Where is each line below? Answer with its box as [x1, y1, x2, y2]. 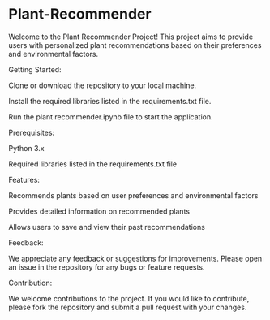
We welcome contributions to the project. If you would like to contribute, [8, 293, 250, 303]
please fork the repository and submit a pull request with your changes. [8, 302, 247, 312]
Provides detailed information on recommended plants [8, 206, 191, 216]
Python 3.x [8, 143, 45, 153]
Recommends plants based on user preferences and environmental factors [8, 190, 259, 200]
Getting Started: [8, 64, 62, 74]
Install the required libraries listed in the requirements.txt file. [8, 96, 212, 106]
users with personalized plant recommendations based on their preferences [8, 40, 262, 50]
